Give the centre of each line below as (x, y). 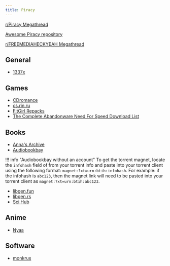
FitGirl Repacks (28, 111)
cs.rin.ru (21, 106)
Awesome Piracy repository (34, 34)
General (18, 60)
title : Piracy (20, 10)
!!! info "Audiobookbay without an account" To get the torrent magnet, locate (85, 160)
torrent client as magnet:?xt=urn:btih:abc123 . (53, 181)
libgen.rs (22, 197)
